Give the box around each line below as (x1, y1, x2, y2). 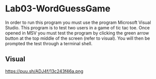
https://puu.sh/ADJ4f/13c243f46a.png (5, 68, 83, 74)
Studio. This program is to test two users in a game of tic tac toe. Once (5, 24, 150, 30)
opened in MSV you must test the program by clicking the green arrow (5, 30, 149, 36)
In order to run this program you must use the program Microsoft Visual (5, 19, 152, 25)
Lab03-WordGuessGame (5, 3, 111, 14)
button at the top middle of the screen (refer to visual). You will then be (5, 35, 150, 41)
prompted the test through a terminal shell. (5, 40, 93, 46)
